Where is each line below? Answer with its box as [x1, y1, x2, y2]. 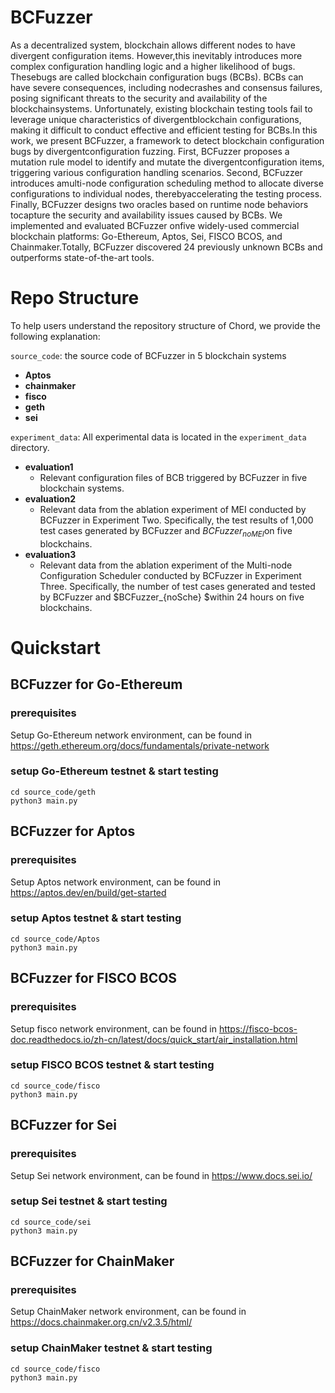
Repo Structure [10, 287, 140, 310]
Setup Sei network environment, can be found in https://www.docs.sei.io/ [10, 1169, 313, 1181]
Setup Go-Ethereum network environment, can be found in [10, 729, 253, 741]
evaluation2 [24, 492, 76, 505]
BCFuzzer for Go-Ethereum [10, 676, 183, 693]
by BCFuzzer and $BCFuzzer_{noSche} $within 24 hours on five [39, 591, 305, 603]
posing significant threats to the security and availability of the [10, 92, 268, 104]
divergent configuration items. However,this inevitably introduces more [10, 49, 303, 61]
